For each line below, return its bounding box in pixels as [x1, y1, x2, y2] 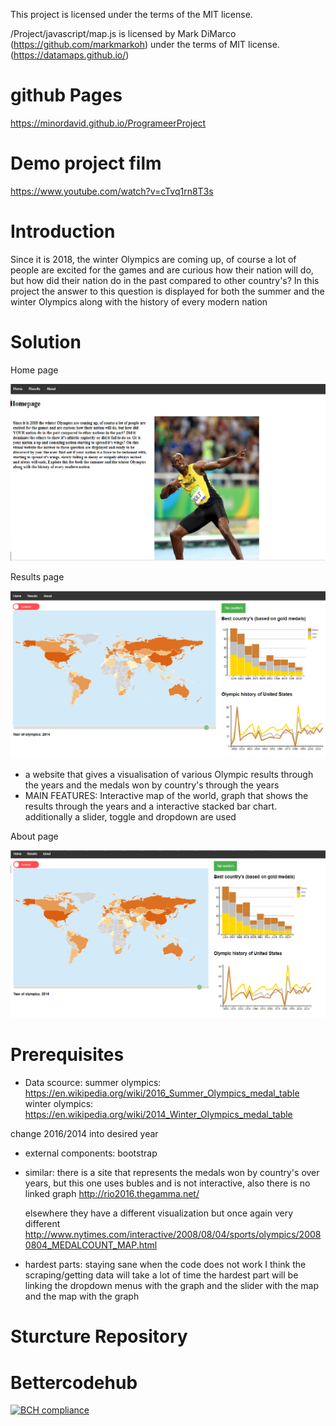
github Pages [10, 84, 123, 107]
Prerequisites [10, 1044, 125, 1066]
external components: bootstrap [24, 1147, 158, 1159]
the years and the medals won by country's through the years [24, 779, 280, 791]
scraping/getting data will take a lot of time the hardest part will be [24, 1269, 299, 1281]
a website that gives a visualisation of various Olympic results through [24, 768, 314, 780]
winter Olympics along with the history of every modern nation [10, 295, 268, 308]
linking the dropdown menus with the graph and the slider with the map [24, 1280, 320, 1292]
